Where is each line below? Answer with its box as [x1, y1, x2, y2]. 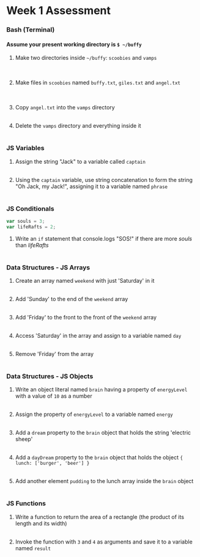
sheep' [15, 435, 33, 443]
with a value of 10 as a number [15, 392, 93, 400]
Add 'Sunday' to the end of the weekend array [15, 295, 128, 302]
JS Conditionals [6, 204, 54, 213]
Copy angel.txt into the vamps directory [15, 104, 115, 111]
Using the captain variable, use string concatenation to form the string [15, 176, 193, 183]
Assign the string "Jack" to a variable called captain [15, 158, 146, 165]
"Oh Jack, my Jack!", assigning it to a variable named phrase [15, 183, 168, 190]
